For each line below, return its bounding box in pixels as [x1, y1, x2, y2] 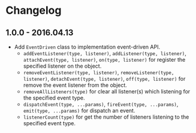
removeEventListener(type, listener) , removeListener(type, [23, 69, 174, 75]
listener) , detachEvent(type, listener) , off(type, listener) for [23, 75, 186, 82]
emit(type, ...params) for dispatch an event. [23, 107, 135, 114]
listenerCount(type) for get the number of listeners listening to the [23, 113, 189, 120]
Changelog [5, 4, 62, 17]
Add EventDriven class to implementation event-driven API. [14, 43, 160, 50]
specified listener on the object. [23, 62, 102, 69]
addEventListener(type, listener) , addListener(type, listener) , [23, 50, 187, 57]
